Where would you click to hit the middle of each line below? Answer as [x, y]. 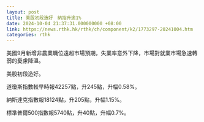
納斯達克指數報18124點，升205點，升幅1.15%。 [66, 100]
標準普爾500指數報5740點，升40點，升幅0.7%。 [68, 113]
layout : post [23, 12]
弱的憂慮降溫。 [25, 61]
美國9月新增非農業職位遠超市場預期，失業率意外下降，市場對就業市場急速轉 [102, 53]
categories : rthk [28, 35]
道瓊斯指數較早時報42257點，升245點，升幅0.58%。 [74, 87]
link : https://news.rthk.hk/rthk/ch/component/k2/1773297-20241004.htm [100, 29]
